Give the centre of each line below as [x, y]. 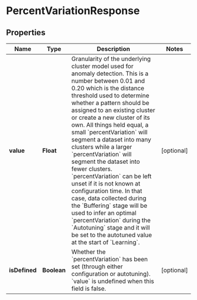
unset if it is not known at [106, 183]
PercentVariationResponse [73, 11]
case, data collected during [109, 198]
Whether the [89, 252]
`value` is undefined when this [113, 281]
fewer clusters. [92, 169]
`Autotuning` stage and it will [111, 227]
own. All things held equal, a [110, 125]
